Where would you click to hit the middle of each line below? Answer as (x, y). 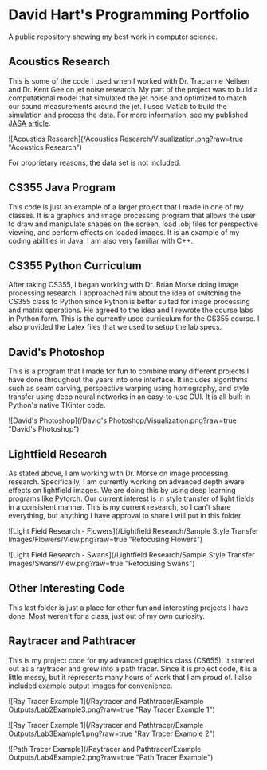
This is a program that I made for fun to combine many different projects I (129, 371)
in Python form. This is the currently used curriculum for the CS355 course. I (134, 319)
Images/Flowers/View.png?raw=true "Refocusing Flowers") (106, 539)
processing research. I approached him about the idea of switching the (125, 293)
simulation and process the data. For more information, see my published (128, 115)
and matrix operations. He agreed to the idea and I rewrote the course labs (131, 310)
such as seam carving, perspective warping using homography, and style (129, 389)
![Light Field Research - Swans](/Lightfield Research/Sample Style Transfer (132, 555)
